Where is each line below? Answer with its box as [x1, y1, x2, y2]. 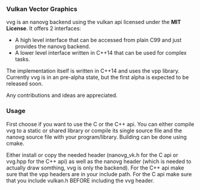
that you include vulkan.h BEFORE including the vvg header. [6, 177, 154, 184]
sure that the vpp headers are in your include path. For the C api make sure [6, 170, 192, 177]
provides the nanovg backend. [14, 43, 91, 50]
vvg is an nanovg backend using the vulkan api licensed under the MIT [6, 19, 181, 26]
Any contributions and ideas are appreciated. [6, 92, 118, 99]
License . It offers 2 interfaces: [6, 25, 81, 32]
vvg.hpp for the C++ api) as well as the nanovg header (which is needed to [6, 158, 192, 165]
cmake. [6, 139, 25, 147]
